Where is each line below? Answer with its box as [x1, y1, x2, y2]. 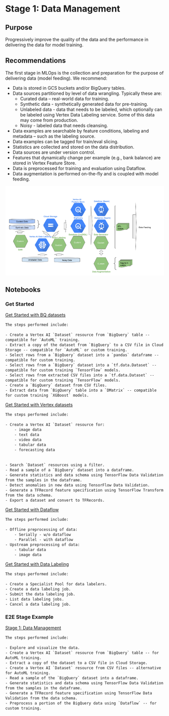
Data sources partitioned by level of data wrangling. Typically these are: [12, 90, 162, 96]
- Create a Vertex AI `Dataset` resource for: [5, 422, 105, 427]
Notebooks [5, 285, 41, 294]
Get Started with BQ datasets [5, 312, 66, 318]
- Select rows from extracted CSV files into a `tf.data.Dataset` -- [5, 373, 155, 378]
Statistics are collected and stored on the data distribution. [12, 144, 135, 150]
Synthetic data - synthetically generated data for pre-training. [20, 101, 148, 107]
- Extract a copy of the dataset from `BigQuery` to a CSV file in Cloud [5, 342, 164, 347]
